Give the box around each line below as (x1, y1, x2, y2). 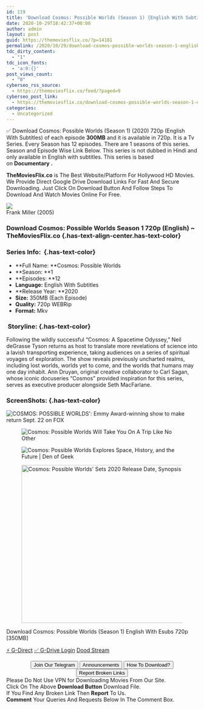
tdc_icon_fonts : (6, 60, 47, 66)
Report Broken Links (78, 670, 126, 676)
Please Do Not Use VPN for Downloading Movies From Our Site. (6, 677, 166, 684)
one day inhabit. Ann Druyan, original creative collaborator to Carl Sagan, (6, 368, 189, 375)
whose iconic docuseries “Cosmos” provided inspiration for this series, (6, 374, 184, 382)
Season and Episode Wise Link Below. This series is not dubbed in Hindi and (6, 147, 197, 154)
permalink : (6, 43, 34, 49)
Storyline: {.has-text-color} (7, 322, 91, 331)
